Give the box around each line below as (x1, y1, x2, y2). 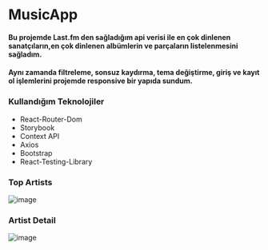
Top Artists (8, 177, 53, 188)
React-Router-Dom (19, 114, 82, 124)
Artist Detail (8, 214, 56, 225)
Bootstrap (19, 148, 53, 157)
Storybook (19, 122, 55, 133)
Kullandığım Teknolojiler (8, 96, 105, 107)
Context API (19, 131, 60, 141)
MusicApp (8, 6, 78, 24)
